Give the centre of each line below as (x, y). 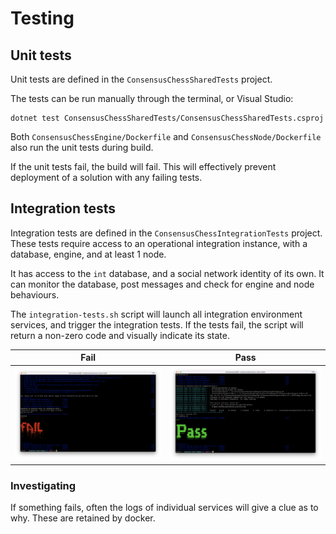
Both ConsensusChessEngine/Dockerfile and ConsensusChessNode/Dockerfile (166, 136)
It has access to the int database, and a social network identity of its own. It (167, 273)
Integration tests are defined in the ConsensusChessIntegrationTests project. (166, 233)
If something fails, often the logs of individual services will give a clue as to (164, 507)
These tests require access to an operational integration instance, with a (159, 243)
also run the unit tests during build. (82, 147)
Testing (42, 18)
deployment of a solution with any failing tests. (106, 177)
